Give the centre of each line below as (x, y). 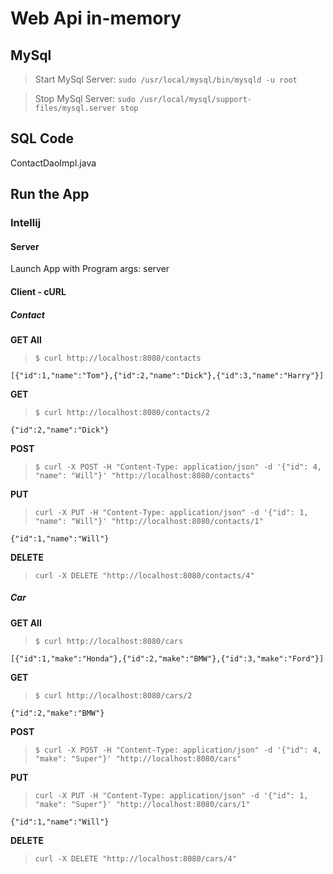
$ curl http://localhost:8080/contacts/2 (122, 412)
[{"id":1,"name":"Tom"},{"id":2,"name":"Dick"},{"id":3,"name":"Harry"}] (167, 375)
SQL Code (42, 138)
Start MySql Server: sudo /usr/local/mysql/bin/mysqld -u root (166, 79)
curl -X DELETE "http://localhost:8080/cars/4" (135, 858)
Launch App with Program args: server (90, 269)
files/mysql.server (75, 108)
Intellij (26, 223)
